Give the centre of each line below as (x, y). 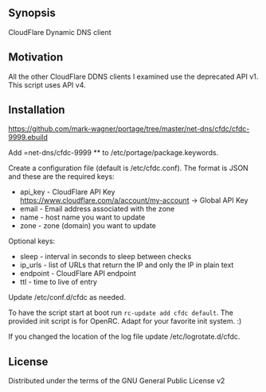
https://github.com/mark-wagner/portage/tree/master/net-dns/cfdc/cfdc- (129, 129)
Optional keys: (32, 241)
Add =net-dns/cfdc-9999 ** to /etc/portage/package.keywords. (113, 153)
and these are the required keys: (61, 177)
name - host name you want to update (82, 217)
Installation (37, 110)
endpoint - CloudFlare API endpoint (78, 274)
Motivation (36, 58)
